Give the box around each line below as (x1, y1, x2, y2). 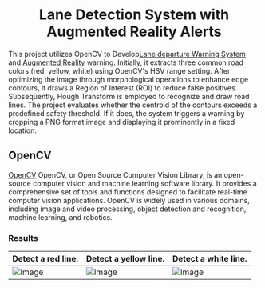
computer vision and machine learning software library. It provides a (33, 178, 257, 188)
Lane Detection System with (38, 6, 230, 24)
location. (8, 126, 38, 135)
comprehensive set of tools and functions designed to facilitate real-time (8, 186, 247, 197)
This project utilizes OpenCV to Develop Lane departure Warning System (8, 49, 246, 58)
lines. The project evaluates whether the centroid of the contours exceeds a (8, 100, 258, 110)
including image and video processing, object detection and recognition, (8, 204, 247, 214)
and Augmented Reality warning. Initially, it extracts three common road (8, 58, 243, 67)
